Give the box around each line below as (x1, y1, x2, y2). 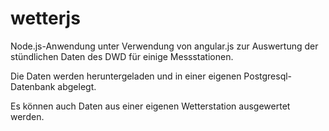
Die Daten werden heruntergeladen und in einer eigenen (10, 70, 242, 82)
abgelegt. (57, 80, 97, 92)
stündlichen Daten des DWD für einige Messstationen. (10, 50, 234, 62)
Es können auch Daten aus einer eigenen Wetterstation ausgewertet (10, 100, 291, 112)
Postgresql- (243, 70, 293, 82)
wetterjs (10, 7, 81, 30)
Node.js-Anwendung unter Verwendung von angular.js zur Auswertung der (10, 40, 319, 52)
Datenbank (10, 80, 56, 92)
